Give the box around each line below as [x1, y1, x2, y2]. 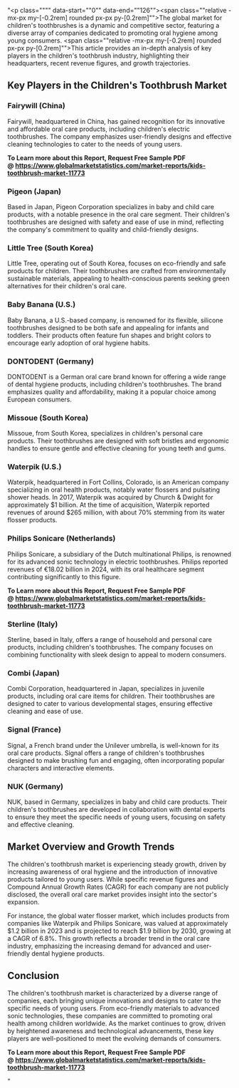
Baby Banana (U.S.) [7, 300, 76, 310]
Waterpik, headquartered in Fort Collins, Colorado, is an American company [7, 478, 229, 487]
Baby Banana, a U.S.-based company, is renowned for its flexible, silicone [7, 316, 223, 324]
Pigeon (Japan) [7, 186, 62, 196]
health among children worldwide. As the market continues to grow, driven [7, 1019, 226, 1028]
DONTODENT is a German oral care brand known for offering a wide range [7, 372, 226, 381]
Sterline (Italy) [7, 619, 58, 629]
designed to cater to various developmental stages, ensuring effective [7, 699, 213, 708]
